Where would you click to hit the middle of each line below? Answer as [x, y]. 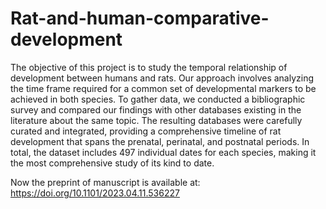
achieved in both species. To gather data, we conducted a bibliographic [158, 99]
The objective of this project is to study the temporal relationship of [149, 67]
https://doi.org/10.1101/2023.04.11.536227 [95, 193]
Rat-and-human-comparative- [140, 18]
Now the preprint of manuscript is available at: [105, 182]
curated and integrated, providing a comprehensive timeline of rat [146, 131]
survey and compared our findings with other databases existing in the [156, 109]
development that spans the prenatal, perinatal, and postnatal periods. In [160, 141]
